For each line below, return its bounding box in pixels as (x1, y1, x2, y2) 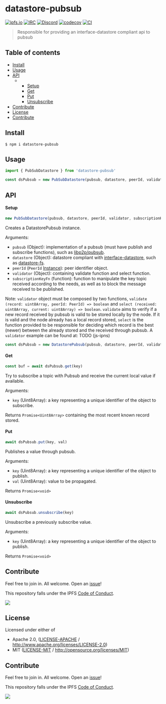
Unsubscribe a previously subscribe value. (5, 519, 92, 525)
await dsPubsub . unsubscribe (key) (5, 510, 74, 515)
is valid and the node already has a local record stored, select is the (5, 316, 144, 322)
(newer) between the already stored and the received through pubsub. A (5, 327, 153, 333)
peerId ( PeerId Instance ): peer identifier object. (12, 265, 109, 271)
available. (5, 378, 25, 384)
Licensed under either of (5, 627, 55, 633)
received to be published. (12, 286, 64, 292)
